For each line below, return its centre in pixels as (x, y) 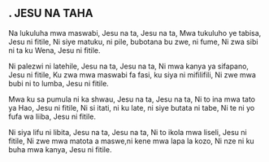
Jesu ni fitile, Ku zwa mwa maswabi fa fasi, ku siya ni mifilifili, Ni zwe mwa (132, 74)
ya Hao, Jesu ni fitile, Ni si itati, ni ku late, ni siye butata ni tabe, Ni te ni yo (132, 107)
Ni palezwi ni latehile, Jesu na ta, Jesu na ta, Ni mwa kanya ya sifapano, (129, 66)
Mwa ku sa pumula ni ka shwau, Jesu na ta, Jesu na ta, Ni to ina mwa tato (132, 99)
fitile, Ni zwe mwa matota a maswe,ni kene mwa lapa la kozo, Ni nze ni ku (131, 141)
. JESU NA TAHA (51, 13)
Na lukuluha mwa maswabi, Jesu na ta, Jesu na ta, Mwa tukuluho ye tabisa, (135, 33)
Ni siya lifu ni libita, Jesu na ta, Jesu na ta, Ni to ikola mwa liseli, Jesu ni (128, 132)
